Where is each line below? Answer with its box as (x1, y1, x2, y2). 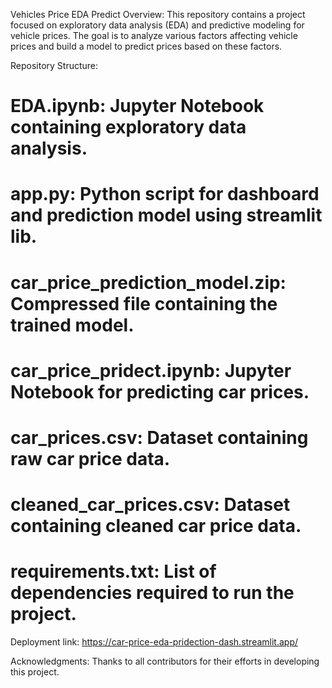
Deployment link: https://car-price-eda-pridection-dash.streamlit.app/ (10, 636, 299, 648)
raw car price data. (10, 447, 171, 470)
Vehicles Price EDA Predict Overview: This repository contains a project (10, 9, 306, 20)
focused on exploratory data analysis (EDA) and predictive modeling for (10, 19, 305, 31)
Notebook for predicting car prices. (10, 380, 310, 403)
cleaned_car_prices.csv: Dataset (10, 494, 291, 516)
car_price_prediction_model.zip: (10, 271, 287, 294)
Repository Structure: (10, 60, 99, 71)
